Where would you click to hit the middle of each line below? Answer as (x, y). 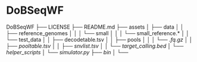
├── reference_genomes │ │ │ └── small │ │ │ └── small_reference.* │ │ (98, 33)
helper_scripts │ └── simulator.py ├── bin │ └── (68, 52)
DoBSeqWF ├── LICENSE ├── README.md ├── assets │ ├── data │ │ (95, 27)
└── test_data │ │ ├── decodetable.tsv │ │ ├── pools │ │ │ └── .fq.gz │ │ (99, 39)
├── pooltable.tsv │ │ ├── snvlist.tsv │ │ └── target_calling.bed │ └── (95, 46)
